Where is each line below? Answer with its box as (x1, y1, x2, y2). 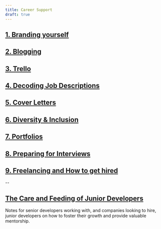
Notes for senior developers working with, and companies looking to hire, (5, 207, 156, 213)
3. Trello (5, 64, 31, 73)
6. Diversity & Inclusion (5, 115, 79, 124)
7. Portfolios (5, 132, 43, 141)
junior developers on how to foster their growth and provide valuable (5, 213, 146, 219)
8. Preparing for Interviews (5, 149, 91, 158)
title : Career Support (5, 7, 52, 12)
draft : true (5, 12, 30, 17)
